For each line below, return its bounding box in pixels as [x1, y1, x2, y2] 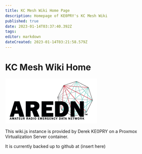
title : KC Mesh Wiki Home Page [5, 8, 70, 13]
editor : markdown [5, 34, 41, 39]
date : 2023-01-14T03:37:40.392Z [5, 24, 72, 29]
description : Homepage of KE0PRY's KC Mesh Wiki [5, 13, 108, 18]
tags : [5, 29, 16, 34]
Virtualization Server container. [5, 134, 69, 140]
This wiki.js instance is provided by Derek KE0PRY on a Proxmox [5, 128, 138, 134]
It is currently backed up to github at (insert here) [5, 143, 106, 149]
